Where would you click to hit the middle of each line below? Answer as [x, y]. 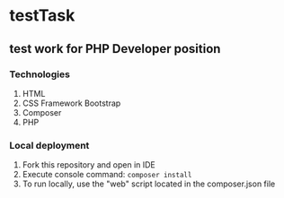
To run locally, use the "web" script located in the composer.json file [149, 184]
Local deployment [49, 145]
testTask [42, 16]
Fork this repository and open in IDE [89, 165]
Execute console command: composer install [107, 175]
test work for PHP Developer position [115, 49]
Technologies [40, 74]
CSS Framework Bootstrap [71, 103]
